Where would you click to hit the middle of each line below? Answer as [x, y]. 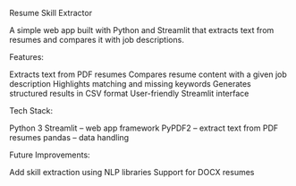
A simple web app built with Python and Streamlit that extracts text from [142, 30]
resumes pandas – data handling [69, 137]
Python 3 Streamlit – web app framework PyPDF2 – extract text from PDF [144, 128]
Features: [27, 57]
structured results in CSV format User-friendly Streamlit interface [129, 93]
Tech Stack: [31, 110]
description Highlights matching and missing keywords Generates [131, 84]
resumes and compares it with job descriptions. [97, 40]
